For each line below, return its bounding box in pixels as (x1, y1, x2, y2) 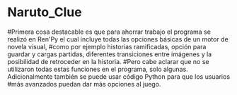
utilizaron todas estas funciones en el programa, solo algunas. (7, 65, 189, 73)
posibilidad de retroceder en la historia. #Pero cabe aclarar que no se (7, 57, 209, 65)
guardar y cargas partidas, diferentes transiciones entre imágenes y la (7, 50, 212, 58)
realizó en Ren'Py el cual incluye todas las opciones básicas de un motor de (7, 34, 229, 43)
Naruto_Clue (7, 4, 83, 20)
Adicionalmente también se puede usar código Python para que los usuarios (7, 72, 231, 81)
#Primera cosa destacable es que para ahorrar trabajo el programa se (7, 27, 211, 36)
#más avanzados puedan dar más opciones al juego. (7, 80, 161, 88)
